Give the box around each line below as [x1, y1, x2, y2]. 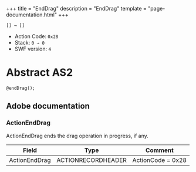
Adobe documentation [6, 101, 90, 111]
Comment [146, 146, 174, 154]
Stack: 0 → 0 [14, 39, 45, 46]
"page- [147, 5, 165, 12]
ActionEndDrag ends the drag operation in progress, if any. [6, 132, 148, 139]
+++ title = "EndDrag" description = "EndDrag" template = [6, 5, 147, 12]
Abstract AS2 [6, 66, 73, 79]
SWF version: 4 [14, 45, 52, 52]
